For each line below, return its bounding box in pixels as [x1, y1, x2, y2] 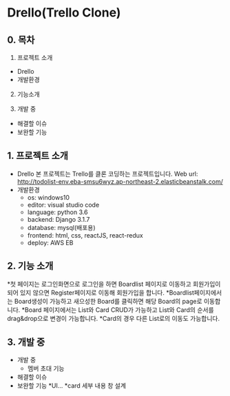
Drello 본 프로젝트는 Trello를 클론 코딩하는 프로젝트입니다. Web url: [17, 169, 198, 178]
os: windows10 [27, 193, 70, 201]
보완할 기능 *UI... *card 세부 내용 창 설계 [17, 382, 126, 390]
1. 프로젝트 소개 [7, 150, 69, 162]
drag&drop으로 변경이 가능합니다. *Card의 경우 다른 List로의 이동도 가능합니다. [7, 314, 220, 322]
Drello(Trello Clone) [7, 5, 121, 21]
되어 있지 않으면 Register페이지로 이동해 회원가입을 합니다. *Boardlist [7, 288, 195, 297]
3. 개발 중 [7, 336, 45, 348]
